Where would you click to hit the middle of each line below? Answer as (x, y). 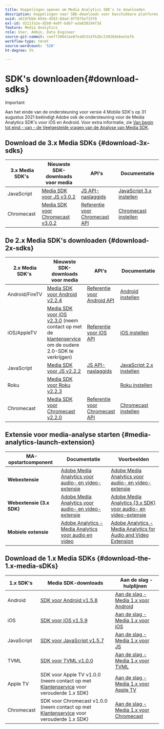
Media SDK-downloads (75, 583)
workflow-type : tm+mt (27, 41)
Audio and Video (130, 535)
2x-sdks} (20, 248)
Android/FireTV (25, 295)
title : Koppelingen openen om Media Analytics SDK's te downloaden (75, 10)
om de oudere (63, 345)
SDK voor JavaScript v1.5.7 (72, 640)
